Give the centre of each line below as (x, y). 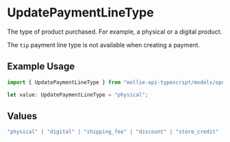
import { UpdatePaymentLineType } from (64, 82)
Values (22, 116)
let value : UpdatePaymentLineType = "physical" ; (78, 95)
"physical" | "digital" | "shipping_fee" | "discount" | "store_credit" (113, 132)
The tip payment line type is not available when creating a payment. (104, 45)
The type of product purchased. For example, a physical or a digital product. (115, 32)
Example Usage (41, 67)
